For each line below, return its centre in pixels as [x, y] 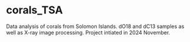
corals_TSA [35, 10]
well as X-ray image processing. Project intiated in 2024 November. [88, 32]
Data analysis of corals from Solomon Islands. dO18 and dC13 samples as [95, 26]
